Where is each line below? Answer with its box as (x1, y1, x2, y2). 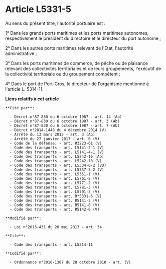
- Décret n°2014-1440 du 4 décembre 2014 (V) (10, 127, 107, 132)
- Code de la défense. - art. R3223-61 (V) (10, 141, 102, 146)
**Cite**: (5, 233, 26, 238)
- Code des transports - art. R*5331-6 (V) (10, 193, 102, 198)
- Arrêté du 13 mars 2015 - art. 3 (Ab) (10, 132, 95, 137)
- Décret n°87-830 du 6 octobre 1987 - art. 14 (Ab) (10, 114, 122, 119)
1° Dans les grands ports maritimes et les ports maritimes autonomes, (5, 30, 149, 36)
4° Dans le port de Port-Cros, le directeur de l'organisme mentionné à (5, 81, 149, 87)
